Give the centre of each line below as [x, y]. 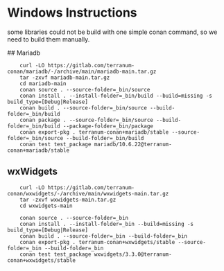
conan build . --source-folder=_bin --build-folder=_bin [104, 236]
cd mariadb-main [43, 84]
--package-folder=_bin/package [108, 126]
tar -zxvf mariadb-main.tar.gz [65, 78]
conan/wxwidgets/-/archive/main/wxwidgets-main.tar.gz [88, 193]
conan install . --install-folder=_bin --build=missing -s [107, 224]
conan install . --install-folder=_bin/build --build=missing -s [116, 96]
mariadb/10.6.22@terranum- [133, 144]
